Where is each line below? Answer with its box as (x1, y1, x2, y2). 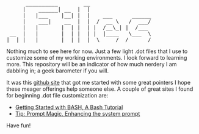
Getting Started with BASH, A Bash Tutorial (15, 104, 123, 111)
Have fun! (6, 122, 31, 129)
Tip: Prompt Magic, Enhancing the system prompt (15, 110, 140, 117)
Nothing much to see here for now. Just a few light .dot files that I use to (6, 48, 188, 55)
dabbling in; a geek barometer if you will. (6, 67, 109, 74)
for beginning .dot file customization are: (6, 92, 109, 99)
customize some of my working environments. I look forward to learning (6, 54, 187, 61)
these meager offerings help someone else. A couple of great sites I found (6, 85, 194, 93)
